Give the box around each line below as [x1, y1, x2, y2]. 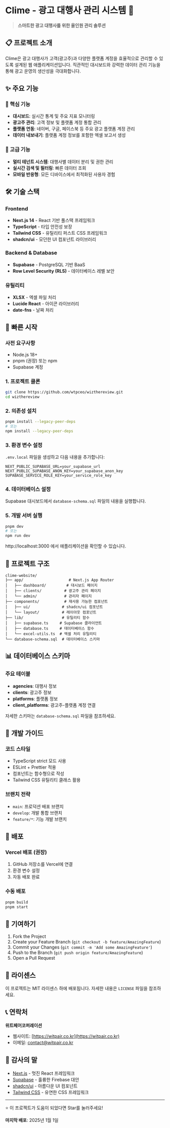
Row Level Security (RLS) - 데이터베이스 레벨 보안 [12, 268, 115, 274]
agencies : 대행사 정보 [12, 683, 57, 689]
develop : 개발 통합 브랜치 [12, 810, 62, 816]
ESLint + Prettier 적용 [12, 764, 57, 771]
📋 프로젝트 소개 [5, 39, 52, 47]
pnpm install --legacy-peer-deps [5, 419, 76, 424]
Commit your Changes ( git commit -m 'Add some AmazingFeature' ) [12, 944, 153, 951]
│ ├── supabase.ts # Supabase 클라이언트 [5, 621, 102, 626]
